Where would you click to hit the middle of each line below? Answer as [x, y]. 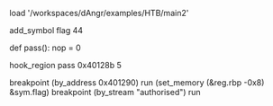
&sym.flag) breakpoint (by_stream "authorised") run [105, 92]
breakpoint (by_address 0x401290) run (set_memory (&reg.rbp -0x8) [137, 83]
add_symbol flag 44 [46, 30]
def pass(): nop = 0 [45, 48]
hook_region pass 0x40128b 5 [65, 65]
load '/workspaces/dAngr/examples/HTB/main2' [99, 13]
